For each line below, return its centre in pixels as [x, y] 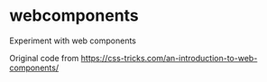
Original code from [44, 58]
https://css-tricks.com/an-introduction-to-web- [169, 58]
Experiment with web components [73, 41]
